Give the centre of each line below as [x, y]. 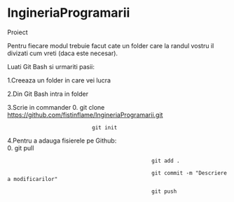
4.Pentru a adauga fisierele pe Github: [62, 140]
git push [164, 191]
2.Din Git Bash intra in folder [48, 94]
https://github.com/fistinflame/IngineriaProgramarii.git [85, 115]
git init [105, 127]
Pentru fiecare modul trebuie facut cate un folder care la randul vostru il [111, 45]
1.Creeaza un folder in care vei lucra [59, 80]
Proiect [18, 32]
